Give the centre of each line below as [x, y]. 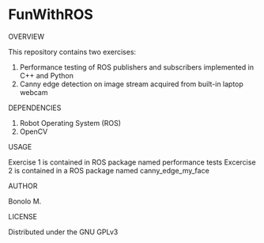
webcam [34, 92]
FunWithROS [51, 15]
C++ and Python [46, 75]
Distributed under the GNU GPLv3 [63, 232]
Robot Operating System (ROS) [70, 123]
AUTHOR [23, 186]
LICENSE [23, 216]
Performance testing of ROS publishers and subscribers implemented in [137, 67]
